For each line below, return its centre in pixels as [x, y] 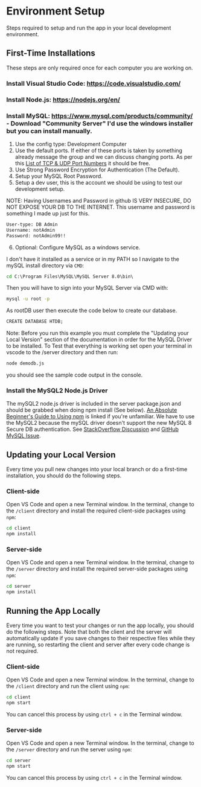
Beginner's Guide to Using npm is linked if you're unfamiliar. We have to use [101, 416]
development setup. [40, 189]
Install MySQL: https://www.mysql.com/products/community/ [100, 116]
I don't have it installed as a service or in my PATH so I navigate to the [93, 259]
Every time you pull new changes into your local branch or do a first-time [97, 470]
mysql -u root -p [28, 299]
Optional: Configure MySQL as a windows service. [78, 247]
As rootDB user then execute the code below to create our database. [92, 311]
